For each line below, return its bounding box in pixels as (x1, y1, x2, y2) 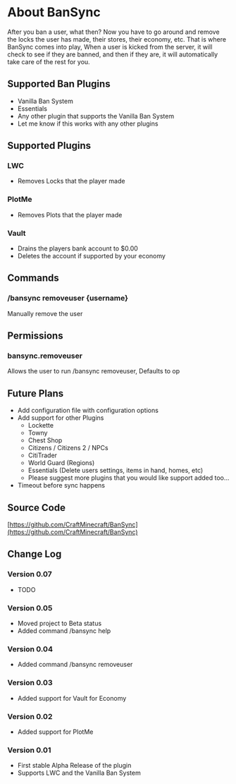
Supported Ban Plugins (7, 78, 111, 90)
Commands (7, 272, 60, 284)
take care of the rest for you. (7, 57, 90, 66)
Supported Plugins (7, 140, 92, 152)
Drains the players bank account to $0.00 (17, 244, 139, 253)
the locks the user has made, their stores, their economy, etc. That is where (7, 35, 227, 43)
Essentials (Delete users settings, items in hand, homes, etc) (27, 466, 204, 475)
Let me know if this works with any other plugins (17, 119, 159, 128)
